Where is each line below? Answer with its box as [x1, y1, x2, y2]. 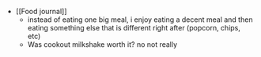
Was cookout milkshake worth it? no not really [27, 40, 178, 49]
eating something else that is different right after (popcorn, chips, [27, 23, 241, 32]
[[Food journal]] [15, 7, 67, 16]
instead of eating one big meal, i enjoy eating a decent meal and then [27, 15, 253, 24]
